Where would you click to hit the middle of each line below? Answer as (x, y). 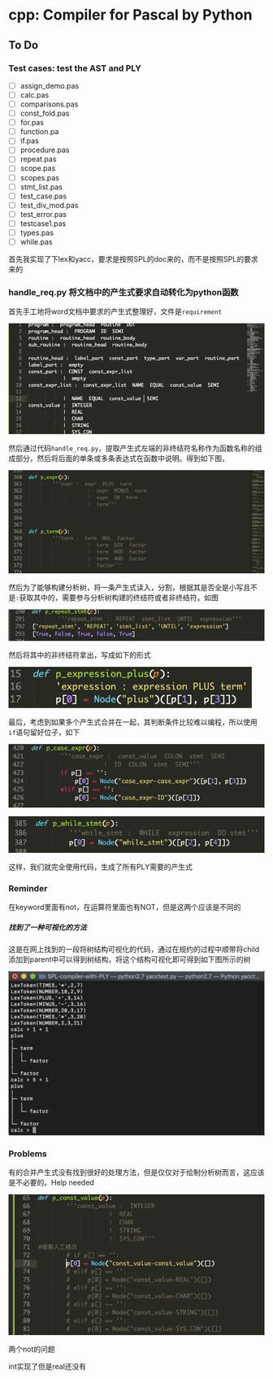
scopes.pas (39, 177)
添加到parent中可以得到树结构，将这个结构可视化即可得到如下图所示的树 (130, 959)
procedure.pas (45, 150)
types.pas (37, 233)
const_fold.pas (45, 113)
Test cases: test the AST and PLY (75, 68)
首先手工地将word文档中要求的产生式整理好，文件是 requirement (115, 311)
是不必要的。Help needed (52, 1183)
